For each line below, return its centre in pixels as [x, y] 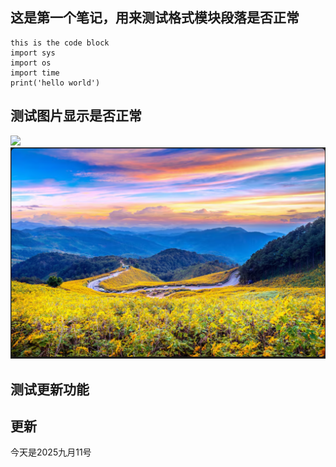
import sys [33, 53]
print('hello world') [55, 83]
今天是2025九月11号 [51, 452]
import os [31, 63]
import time [35, 73]
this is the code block [60, 43]
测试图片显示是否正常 [76, 116]
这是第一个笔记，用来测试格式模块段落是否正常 [155, 18]
